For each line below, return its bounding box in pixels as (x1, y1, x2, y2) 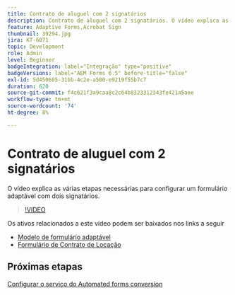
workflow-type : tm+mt (7, 96, 71, 103)
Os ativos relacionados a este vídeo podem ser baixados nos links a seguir (7, 219, 224, 227)
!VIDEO (24, 205, 46, 214)
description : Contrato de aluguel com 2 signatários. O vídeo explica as (7, 17, 229, 24)
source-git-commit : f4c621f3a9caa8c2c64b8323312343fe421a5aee (7, 89, 194, 96)
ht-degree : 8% (7, 109, 49, 116)
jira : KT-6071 (7, 37, 49, 44)
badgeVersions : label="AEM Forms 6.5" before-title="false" (7, 69, 188, 76)
